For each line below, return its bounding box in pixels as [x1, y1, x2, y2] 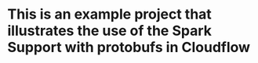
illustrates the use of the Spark [7, 22, 213, 40]
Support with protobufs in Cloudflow [7, 39, 251, 56]
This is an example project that [7, 5, 213, 23]
